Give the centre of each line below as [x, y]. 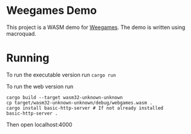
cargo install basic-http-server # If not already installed [85, 108]
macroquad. [21, 33]
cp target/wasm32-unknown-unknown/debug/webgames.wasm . [79, 103]
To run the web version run [40, 86]
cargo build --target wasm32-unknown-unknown [64, 97]
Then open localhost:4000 [39, 124]
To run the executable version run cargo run [61, 75]
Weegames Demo [52, 11]
